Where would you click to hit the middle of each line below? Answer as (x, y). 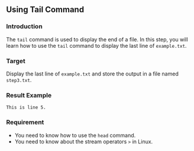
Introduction (24, 27)
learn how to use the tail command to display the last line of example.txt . (96, 45)
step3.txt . (19, 80)
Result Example (29, 95)
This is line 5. (26, 108)
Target (16, 61)
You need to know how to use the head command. (75, 135)
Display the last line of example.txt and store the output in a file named (92, 74)
